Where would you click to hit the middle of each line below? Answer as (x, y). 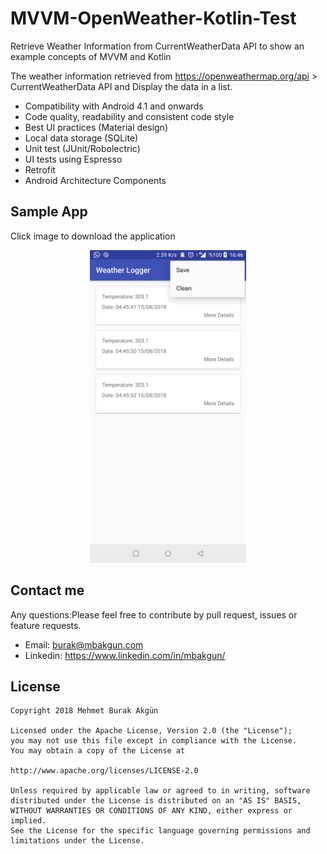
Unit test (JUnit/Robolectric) (82, 148)
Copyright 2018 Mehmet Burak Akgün (84, 711)
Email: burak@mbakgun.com (84, 644)
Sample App (49, 212)
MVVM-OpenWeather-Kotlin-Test (153, 18)
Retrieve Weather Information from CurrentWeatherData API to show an (157, 46)
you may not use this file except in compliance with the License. (154, 741)
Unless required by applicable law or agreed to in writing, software (160, 791)
